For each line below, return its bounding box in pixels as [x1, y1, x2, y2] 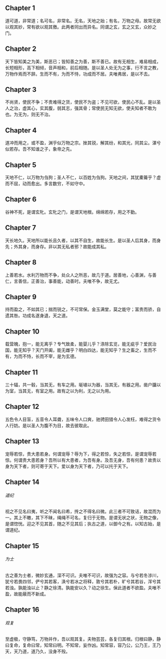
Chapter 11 [5, 368, 38, 376]
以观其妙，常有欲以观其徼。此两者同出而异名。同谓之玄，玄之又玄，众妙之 [5, 24, 157, 30]
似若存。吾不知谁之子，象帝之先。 [5, 146, 75, 152]
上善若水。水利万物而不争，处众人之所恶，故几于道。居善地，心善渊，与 [5, 272, 152, 278]
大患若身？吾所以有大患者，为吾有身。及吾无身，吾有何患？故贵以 [26, 457, 161, 463]
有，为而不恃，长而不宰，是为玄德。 [5, 353, 79, 359]
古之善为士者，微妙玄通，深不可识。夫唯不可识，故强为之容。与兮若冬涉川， [5, 572, 161, 578]
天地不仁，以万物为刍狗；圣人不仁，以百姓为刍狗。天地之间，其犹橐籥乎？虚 [5, 175, 161, 180]
